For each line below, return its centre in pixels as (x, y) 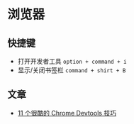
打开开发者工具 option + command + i (72, 61)
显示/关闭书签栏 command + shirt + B (72, 70)
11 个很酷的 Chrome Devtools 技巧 (67, 113)
